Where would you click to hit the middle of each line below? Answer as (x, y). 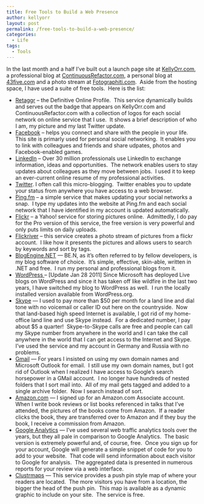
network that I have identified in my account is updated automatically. (102, 210)
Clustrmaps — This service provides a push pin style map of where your (106, 475)
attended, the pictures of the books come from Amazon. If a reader (100, 410)
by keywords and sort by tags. (53, 249)
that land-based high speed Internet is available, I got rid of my (94, 313)
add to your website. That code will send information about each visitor (105, 456)
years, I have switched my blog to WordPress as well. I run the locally (103, 287)
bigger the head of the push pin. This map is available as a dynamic (100, 488)
